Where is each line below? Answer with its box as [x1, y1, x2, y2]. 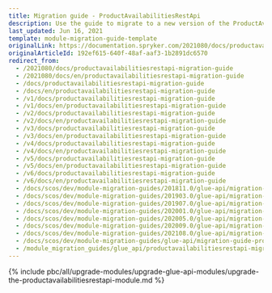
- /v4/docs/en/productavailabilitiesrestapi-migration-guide [15, 147, 227, 155]
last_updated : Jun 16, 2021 [8, 27, 104, 35]
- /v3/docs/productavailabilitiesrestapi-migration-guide [15, 124, 216, 132]
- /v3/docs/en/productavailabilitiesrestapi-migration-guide [15, 132, 227, 140]
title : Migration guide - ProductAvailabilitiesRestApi [8, 11, 201, 20]
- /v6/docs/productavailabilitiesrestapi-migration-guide [15, 170, 216, 178]
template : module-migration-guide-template [8, 34, 158, 43]
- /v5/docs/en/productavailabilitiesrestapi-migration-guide [15, 162, 227, 170]
